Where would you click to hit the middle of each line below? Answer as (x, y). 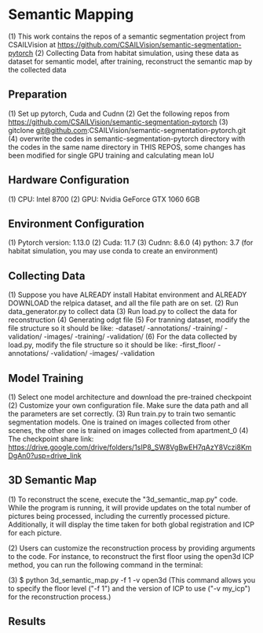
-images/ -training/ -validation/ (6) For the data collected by (141, 337)
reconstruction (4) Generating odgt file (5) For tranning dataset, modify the (129, 320)
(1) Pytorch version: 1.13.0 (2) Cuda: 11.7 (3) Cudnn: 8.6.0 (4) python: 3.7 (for (131, 242)
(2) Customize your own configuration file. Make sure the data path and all (128, 405)
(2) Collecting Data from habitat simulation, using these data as (137, 53)
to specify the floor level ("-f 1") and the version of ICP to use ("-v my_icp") (130, 588)
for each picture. (35, 532)
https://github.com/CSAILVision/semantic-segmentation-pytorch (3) (119, 122)
